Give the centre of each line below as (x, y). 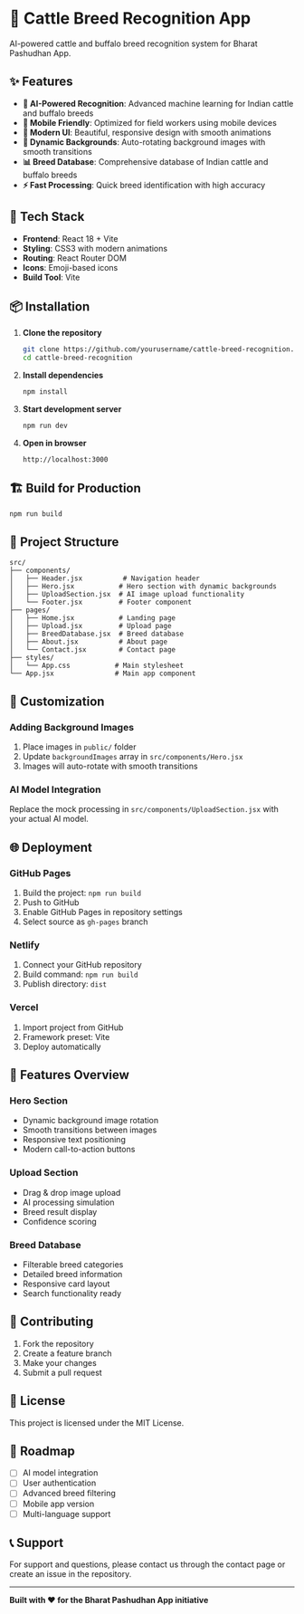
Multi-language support (66, 1514)
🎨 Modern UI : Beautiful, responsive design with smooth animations (147, 132)
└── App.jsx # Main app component (103, 673)
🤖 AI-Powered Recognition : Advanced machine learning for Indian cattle (158, 103)
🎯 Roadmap (42, 1451)
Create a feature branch (67, 1353)
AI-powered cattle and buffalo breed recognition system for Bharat (133, 43)
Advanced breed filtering (69, 1494)
